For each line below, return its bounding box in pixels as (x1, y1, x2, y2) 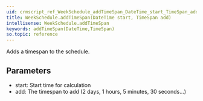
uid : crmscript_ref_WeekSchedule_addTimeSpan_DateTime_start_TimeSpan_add (6, 8, 199, 15)
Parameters (6, 65, 51, 76)
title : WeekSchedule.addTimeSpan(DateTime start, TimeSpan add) (6, 15, 172, 21)
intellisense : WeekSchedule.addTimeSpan (6, 20, 110, 26)
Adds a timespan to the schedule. (6, 48, 90, 55)
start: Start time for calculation (14, 81, 91, 88)
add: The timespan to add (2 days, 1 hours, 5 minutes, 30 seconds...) (14, 88, 186, 95)
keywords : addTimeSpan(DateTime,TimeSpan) (6, 25, 115, 32)
